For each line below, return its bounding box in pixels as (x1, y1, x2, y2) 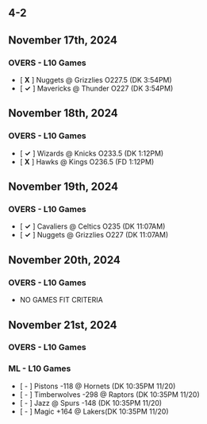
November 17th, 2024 (8, 33, 117, 47)
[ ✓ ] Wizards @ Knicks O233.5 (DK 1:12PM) (19, 148, 164, 158)
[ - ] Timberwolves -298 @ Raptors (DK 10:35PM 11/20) (19, 389, 200, 399)
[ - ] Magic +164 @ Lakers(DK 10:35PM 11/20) (19, 407, 169, 416)
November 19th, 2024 (8, 180, 119, 194)
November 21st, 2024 (8, 318, 117, 332)
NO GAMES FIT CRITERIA (19, 295, 103, 305)
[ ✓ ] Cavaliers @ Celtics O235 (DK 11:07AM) (19, 222, 166, 231)
